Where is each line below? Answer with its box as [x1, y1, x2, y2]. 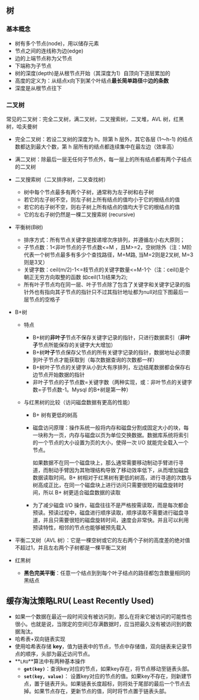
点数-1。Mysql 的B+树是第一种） [51, 386, 132, 393]
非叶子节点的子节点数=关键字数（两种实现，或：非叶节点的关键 [32, 378, 187, 386]
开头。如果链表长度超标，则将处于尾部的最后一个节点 [55, 680, 185, 687]
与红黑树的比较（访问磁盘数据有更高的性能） [23, 398, 134, 405]
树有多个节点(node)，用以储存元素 [14, 39, 99, 47]
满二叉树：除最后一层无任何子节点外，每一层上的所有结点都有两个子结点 [14, 156, 192, 163]
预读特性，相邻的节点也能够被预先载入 [32, 524, 127, 531]
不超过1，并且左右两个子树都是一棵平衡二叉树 [14, 544, 127, 551]
